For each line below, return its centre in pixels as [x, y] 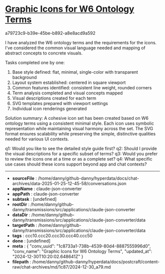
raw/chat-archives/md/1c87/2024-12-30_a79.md [62, 267]
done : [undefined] [31, 241]
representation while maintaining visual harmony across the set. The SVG [79, 128]
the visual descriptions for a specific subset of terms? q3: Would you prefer [82, 154]
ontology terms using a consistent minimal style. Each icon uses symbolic [80, 123]
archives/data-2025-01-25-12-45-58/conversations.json [69, 183]
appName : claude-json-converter [47, 189]
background [24, 77]
